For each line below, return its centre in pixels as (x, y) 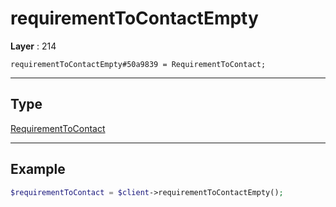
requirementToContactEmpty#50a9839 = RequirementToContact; (138, 64)
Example (38, 169)
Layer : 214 (33, 46)
